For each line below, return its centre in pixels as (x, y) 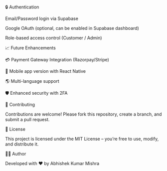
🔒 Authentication (22, 7)
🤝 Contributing (20, 104)
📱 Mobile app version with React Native (46, 71)
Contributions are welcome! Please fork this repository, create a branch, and (83, 114)
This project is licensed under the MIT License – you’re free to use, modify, (82, 139)
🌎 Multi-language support (32, 81)
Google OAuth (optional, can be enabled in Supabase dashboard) (72, 28)
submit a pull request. (27, 119)
